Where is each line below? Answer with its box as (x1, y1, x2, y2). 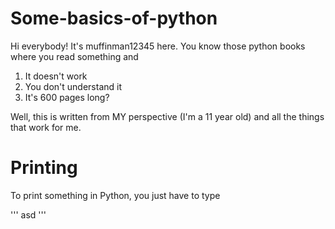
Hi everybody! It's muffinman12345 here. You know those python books (10, 40, 306, 52)
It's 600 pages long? (24, 91, 110, 103)
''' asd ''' (10, 208, 47, 221)
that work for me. (10, 121, 82, 133)
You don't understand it (24, 80, 122, 92)
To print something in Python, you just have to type (10, 189, 221, 201)
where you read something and (10, 50, 139, 62)
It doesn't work (24, 70, 88, 82)
